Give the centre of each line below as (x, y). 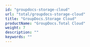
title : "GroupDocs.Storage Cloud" (41, 19)
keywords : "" (19, 37)
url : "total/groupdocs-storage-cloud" (45, 14)
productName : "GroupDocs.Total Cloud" (45, 23)
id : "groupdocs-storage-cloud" (38, 10)
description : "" (22, 32)
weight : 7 (15, 28)
